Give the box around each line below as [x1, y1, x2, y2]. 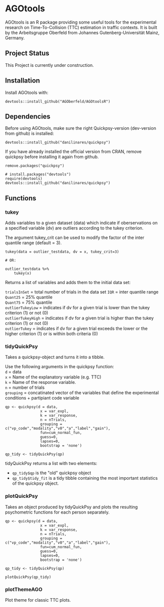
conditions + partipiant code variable [5, 395, 79, 401]
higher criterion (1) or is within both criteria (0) [5, 331, 98, 337]
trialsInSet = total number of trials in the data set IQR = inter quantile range [5, 289, 159, 295]
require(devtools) [5, 176, 43, 181]
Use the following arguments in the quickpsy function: [5, 364, 114, 370]
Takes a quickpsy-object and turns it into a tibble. [5, 354, 105, 360]
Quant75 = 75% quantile [5, 299, 52, 305]
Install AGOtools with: [5, 89, 48, 95]
